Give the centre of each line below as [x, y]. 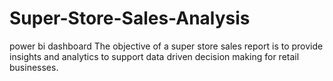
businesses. [34, 67]
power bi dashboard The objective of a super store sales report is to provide [166, 46]
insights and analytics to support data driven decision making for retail [154, 56]
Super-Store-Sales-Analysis [130, 18]
